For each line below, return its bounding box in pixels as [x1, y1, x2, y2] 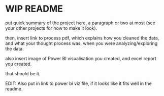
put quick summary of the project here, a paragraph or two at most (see [5, 20, 156, 26]
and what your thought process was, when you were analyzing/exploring [5, 40, 158, 46]
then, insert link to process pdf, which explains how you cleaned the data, [5, 35, 159, 41]
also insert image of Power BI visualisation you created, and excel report [5, 55, 156, 61]
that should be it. [5, 70, 41, 76]
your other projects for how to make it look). [5, 25, 97, 31]
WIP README [5, 3, 63, 15]
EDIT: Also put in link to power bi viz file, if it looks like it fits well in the [5, 80, 152, 86]
